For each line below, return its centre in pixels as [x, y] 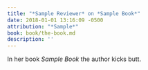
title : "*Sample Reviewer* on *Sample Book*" [74, 14]
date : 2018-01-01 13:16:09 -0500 [55, 20]
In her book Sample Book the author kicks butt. [74, 59]
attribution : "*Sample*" [43, 26]
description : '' [30, 40]
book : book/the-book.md [41, 33]
